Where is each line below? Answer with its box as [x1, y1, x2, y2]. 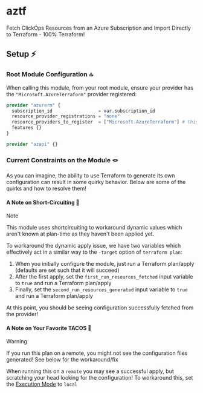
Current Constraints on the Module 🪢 [6, 156, 119, 164]
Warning [6, 338, 27, 345]
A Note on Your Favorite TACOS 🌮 [6, 324, 92, 331]
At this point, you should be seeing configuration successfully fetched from [6, 304, 194, 311]
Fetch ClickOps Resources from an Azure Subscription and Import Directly [6, 24, 192, 31]
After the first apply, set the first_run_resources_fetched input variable [14, 273, 193, 280]
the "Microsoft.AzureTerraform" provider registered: [6, 90, 137, 97]
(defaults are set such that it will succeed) [14, 266, 120, 274]
